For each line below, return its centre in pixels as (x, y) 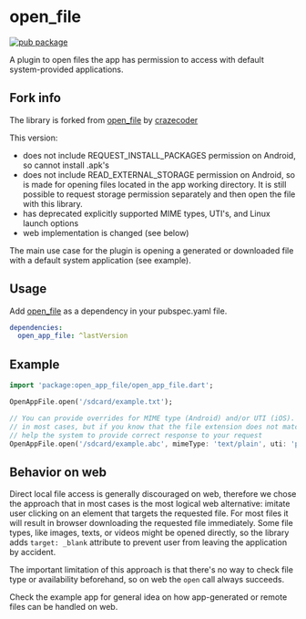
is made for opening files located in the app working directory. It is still (154, 184)
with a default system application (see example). (100, 260)
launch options (51, 223)
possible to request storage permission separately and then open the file (159, 194)
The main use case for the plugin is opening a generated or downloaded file (152, 250)
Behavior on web (58, 472)
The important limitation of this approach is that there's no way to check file (152, 570)
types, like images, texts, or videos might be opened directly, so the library (149, 533)
